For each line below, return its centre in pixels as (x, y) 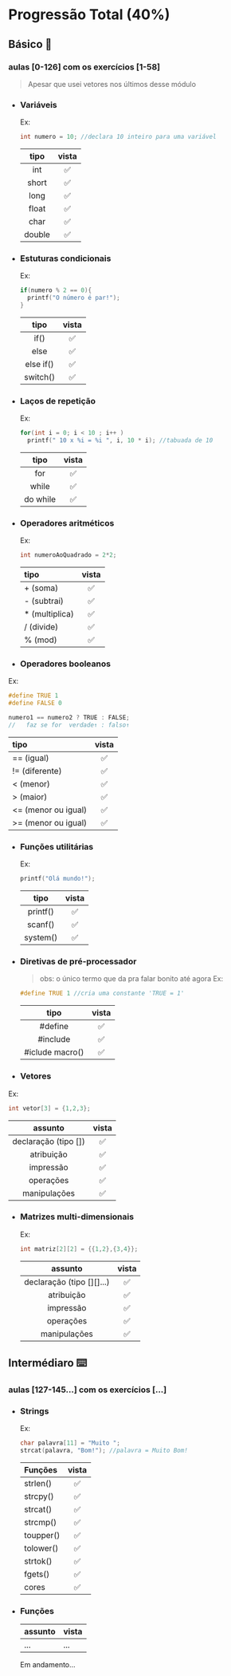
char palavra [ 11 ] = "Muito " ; (70, 1443)
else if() (39, 364)
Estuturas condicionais (65, 258)
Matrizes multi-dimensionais (76, 1217)
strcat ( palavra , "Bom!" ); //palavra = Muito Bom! (104, 1451)
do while (40, 499)
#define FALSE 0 (35, 704)
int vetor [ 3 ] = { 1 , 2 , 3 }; (49, 1108)
